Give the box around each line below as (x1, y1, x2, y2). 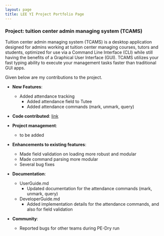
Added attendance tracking (19, 93, 75, 99)
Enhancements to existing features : (12, 141, 87, 147)
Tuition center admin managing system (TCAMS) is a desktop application (5, 39, 152, 44)
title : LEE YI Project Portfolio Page (5, 12, 84, 17)
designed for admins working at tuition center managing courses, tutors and (5, 44, 159, 50)
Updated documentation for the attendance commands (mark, (26, 185, 152, 191)
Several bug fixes (19, 161, 55, 167)
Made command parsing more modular (19, 156, 98, 162)
